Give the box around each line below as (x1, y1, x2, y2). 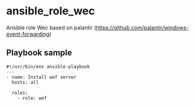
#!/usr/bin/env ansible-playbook (6, 63, 90, 69)
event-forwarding (6, 30, 50, 37)
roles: (11, 90, 28, 96)
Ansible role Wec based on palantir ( (6, 24, 96, 31)
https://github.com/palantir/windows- (96, 24, 189, 31)
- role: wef (17, 95, 47, 101)
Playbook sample (6, 48, 72, 58)
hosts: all (11, 79, 39, 85)
